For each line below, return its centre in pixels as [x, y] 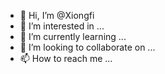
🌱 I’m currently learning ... [73, 36]
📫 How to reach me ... [66, 58]
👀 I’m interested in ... [62, 26]
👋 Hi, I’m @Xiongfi [57, 15]
